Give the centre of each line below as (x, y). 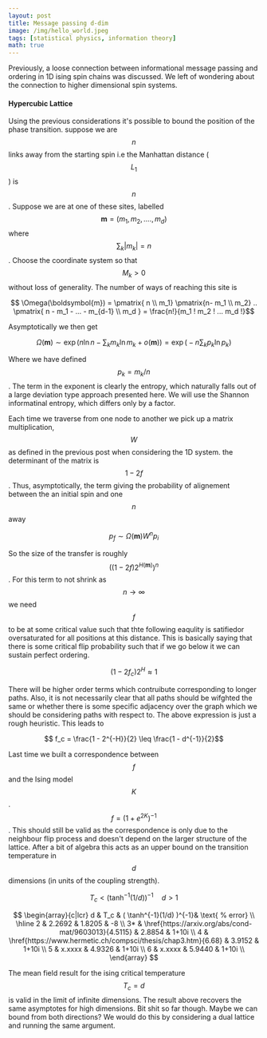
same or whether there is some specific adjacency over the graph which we (133, 706)
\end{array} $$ (134, 957)
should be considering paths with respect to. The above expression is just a (132, 714)
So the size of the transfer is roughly (68, 553)
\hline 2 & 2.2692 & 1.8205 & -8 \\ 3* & (79, 923)
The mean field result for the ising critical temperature (97, 972)
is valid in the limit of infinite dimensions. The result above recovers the (125, 1000)
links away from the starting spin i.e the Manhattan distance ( (109, 155)
